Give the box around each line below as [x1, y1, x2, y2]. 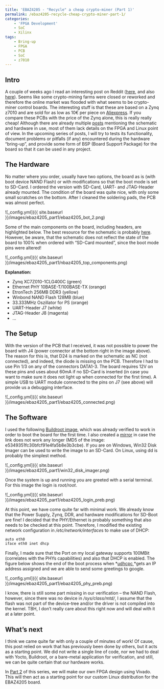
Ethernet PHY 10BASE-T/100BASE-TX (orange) [12, 284, 106, 290]
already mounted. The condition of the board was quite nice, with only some [5, 189, 159, 195]
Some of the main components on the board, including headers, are [5, 224, 142, 230]
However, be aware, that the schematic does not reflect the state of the [5, 234, 149, 240]
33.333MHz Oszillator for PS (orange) [12, 300, 89, 305]
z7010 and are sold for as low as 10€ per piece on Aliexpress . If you [5, 110, 141, 116]
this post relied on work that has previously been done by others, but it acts [5, 644, 158, 650]
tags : [5, 35, 16, 40]
